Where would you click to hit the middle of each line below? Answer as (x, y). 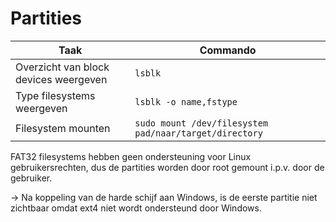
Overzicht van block (62, 67)
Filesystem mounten (63, 128)
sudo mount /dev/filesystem (201, 123)
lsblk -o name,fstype (186, 101)
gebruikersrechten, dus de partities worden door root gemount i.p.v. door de (167, 167)
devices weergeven (61, 79)
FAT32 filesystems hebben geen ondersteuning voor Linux (131, 156)
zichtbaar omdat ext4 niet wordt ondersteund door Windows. (136, 208)
